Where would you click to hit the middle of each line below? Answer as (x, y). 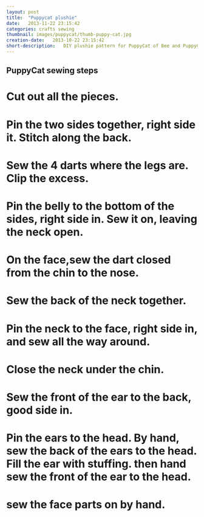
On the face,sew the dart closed (89, 260)
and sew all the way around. (78, 341)
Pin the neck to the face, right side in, (102, 329)
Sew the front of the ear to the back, (99, 397)
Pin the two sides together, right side (101, 125)
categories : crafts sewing (40, 29)
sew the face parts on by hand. (86, 505)
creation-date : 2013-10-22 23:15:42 (55, 40)
